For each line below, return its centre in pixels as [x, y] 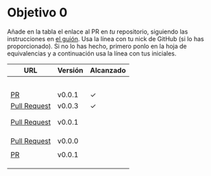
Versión [70, 70]
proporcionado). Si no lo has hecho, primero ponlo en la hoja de [97, 46]
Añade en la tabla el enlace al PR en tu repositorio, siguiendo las [98, 32]
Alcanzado [108, 70]
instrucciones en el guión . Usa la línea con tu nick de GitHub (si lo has [105, 38]
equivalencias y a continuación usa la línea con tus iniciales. [92, 53]
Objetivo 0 [37, 13]
